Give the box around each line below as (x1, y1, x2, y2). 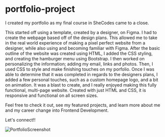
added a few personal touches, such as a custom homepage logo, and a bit (5, 77, 159, 83)
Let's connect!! (5, 117, 36, 123)
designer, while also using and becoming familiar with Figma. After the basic (5, 45, 161, 51)
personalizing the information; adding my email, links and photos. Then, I (5, 61, 153, 67)
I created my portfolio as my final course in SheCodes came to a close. (5, 20, 149, 26)
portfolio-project (5, 3, 75, 15)
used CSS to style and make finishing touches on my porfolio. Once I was (5, 66, 155, 72)
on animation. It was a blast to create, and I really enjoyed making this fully (5, 82, 157, 88)
